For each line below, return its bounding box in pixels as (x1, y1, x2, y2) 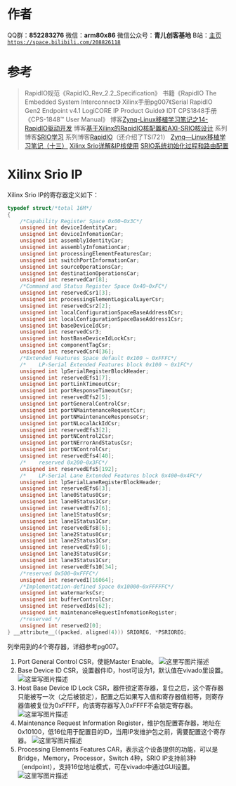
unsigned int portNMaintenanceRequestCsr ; (20, 406, 146, 414)
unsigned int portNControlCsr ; (20, 446, 112, 453)
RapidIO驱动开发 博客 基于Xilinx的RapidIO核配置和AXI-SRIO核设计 (24, 124, 214, 132)
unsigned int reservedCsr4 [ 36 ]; (20, 348, 114, 355)
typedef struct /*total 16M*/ (7, 204, 93, 211)
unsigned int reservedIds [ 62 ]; (20, 603, 112, 610)
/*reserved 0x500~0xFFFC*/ (20, 570, 99, 577)
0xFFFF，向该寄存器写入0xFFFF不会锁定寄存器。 (54, 701, 197, 710)
